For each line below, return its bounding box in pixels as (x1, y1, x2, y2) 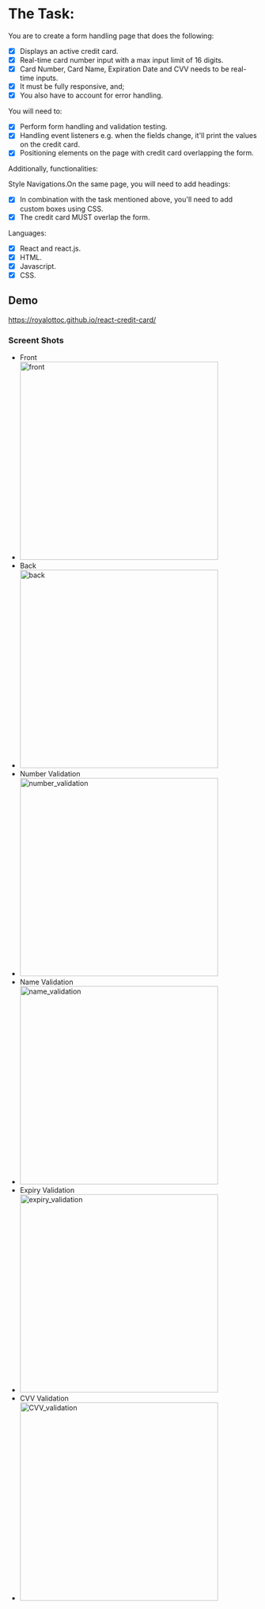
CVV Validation (19, 1393, 70, 1403)
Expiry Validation (19, 1185, 75, 1194)
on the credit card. (19, 140, 81, 149)
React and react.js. (19, 243, 81, 253)
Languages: (8, 228, 47, 238)
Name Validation (19, 977, 74, 986)
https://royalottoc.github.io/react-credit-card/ (8, 315, 157, 324)
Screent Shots (8, 335, 65, 346)
